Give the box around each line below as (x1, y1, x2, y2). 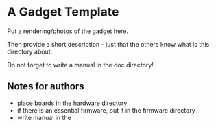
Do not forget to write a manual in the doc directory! (7, 60, 154, 69)
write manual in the (16, 113, 72, 122)
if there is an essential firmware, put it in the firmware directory (16, 106, 195, 114)
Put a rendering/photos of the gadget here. (7, 27, 129, 35)
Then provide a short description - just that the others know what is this (7, 40, 210, 48)
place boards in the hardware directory (16, 99, 128, 107)
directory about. (7, 47, 53, 56)
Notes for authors (7, 80, 84, 93)
